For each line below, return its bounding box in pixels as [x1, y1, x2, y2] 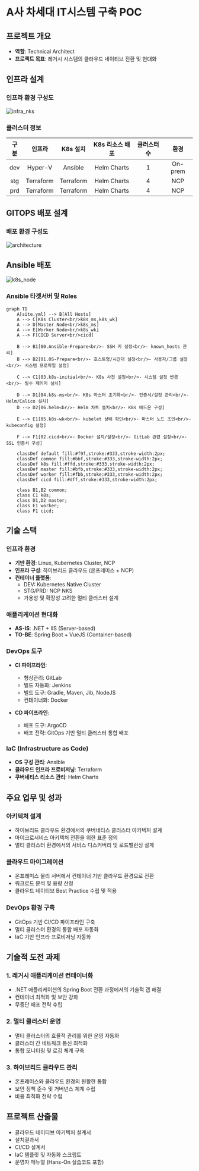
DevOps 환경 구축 [6, 903, 55, 912]
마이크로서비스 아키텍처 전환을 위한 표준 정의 [14, 834, 118, 842]
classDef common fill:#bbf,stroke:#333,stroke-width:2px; [17, 456, 163, 462]
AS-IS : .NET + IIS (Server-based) [14, 624, 96, 632]
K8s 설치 [61, 145, 86, 153]
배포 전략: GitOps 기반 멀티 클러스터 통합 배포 [23, 729, 129, 736]
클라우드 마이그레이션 [6, 858, 64, 866]
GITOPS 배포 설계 [6, 208, 68, 218]
